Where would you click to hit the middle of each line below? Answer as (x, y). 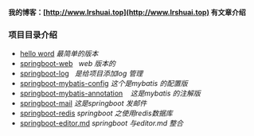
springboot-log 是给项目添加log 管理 (81, 73)
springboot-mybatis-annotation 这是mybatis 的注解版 (110, 93)
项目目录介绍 (33, 34)
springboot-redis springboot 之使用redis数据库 (96, 113)
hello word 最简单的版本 (59, 53)
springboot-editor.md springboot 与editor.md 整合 (102, 122)
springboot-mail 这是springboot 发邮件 (83, 103)
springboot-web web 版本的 (68, 63)
